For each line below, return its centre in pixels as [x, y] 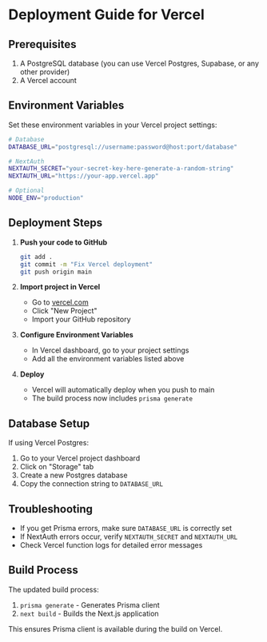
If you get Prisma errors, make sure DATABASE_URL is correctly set [126, 528]
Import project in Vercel [60, 287]
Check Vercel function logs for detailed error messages [111, 545]
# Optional [26, 191]
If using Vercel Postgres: [49, 443]
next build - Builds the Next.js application [89, 613]
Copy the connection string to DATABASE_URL [92, 484]
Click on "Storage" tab [57, 467]
